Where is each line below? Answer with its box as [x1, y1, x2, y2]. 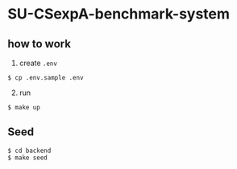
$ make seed [7, 154, 48, 162]
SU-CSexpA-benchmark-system [7, 5, 231, 23]
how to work [7, 37, 72, 51]
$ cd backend [7, 146, 52, 155]
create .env [19, 58, 58, 68]
